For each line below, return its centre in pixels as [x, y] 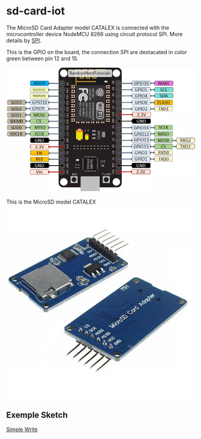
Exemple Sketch [37, 415]
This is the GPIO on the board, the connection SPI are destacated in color [97, 52]
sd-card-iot [35, 11]
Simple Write [22, 429]
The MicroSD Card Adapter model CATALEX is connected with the [88, 28]
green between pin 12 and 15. [43, 58]
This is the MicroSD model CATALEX [51, 202]
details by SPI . [24, 40]
